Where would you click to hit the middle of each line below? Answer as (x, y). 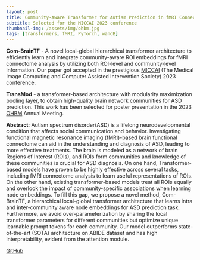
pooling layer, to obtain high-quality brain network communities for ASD (94, 101)
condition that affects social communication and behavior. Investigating (93, 131)
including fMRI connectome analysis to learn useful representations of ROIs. (99, 176)
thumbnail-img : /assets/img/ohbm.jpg (53, 28)
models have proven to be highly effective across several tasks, (101, 169)
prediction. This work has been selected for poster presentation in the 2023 (99, 107)
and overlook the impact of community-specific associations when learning (99, 188)
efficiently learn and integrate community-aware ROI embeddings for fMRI (97, 57)
